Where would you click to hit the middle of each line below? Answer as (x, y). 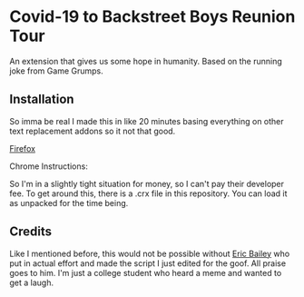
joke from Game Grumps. (56, 71)
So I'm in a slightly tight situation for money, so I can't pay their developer (147, 183)
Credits (31, 232)
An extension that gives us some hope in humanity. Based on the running (146, 61)
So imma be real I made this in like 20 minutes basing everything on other (147, 121)
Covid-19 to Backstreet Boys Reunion (152, 17)
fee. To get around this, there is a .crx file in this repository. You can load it (148, 193)
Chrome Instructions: (49, 166)
